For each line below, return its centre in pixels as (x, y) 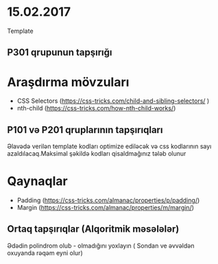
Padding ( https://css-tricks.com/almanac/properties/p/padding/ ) (108, 200)
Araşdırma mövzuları (68, 82)
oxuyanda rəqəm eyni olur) (45, 253)
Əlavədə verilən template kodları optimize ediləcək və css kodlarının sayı (109, 146)
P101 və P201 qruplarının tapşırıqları (85, 130)
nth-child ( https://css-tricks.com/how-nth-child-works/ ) (96, 108)
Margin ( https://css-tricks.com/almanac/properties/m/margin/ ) (105, 208)
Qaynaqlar (37, 181)
